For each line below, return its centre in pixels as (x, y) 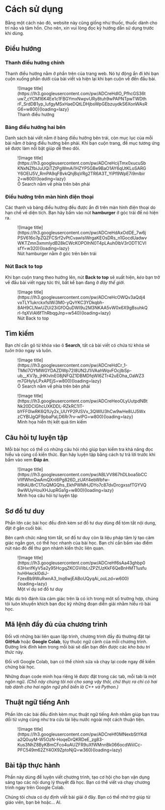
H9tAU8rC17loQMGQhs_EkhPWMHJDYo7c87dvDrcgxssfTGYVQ (82, 485)
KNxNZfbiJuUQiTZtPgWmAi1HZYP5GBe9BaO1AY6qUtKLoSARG (82, 168)
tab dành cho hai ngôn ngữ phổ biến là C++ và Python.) (62, 687)
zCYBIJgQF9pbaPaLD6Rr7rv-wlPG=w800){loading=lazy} (75, 417)
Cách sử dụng (34, 9)
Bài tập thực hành (33, 765)
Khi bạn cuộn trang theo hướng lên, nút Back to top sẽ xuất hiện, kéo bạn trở (82, 277)
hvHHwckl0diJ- (33, 573)
